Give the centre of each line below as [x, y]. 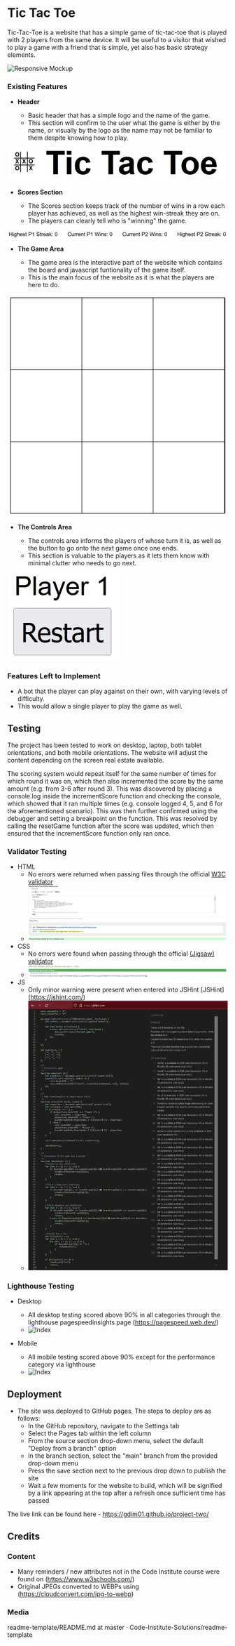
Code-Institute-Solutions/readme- [178, 1628]
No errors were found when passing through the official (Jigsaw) [121, 954]
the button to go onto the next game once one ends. [103, 548]
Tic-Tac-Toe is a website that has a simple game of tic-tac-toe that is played [117, 32]
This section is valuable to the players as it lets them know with [119, 555]
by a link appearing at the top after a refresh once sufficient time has [127, 1493]
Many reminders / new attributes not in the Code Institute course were [119, 1572]
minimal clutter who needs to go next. [82, 562]
